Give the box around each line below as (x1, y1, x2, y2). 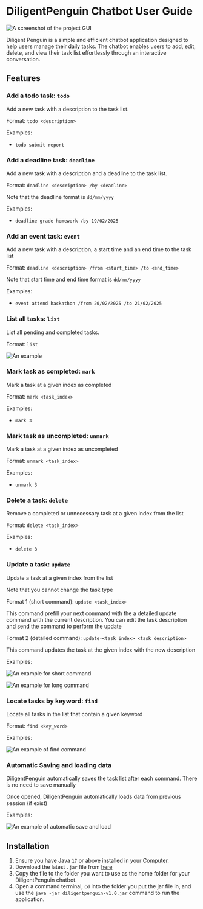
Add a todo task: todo (6, 91, 70, 100)
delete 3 (15, 546, 38, 552)
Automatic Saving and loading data (6, 761, 112, 769)
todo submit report (15, 142, 65, 148)
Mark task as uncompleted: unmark (6, 431, 109, 440)
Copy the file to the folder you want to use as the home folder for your (15, 870, 190, 877)
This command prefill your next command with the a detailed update (6, 610, 177, 617)
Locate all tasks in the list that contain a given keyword (6, 711, 143, 717)
